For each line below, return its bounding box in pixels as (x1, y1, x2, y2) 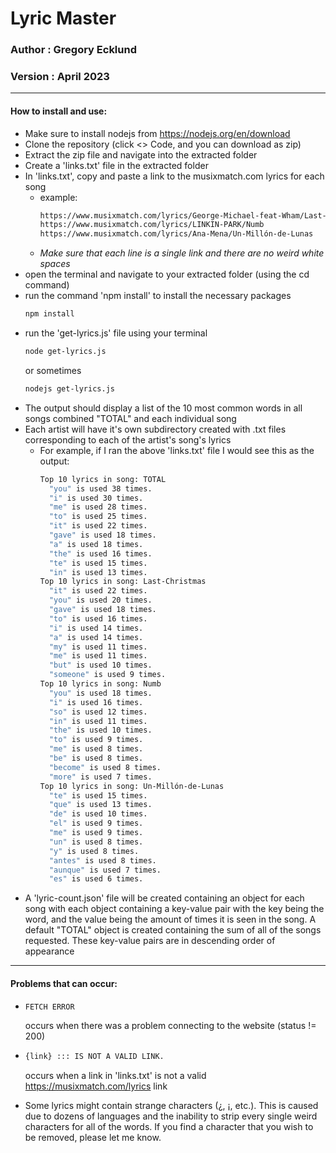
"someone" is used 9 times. (48, 670, 167, 680)
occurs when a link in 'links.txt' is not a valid (24, 1070, 207, 1082)
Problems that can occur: (10, 977, 118, 989)
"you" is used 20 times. (48, 595, 153, 606)
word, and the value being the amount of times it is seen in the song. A (24, 913, 317, 926)
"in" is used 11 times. (48, 716, 148, 726)
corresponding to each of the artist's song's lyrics (24, 433, 232, 446)
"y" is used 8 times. (48, 846, 140, 856)
